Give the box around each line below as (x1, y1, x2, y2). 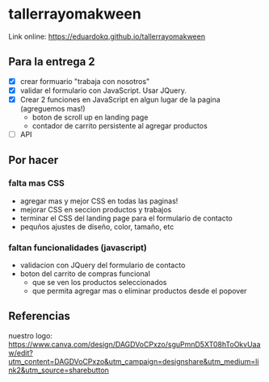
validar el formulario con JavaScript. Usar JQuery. (19, 86, 187, 95)
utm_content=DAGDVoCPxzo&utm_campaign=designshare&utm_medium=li (8, 356, 259, 366)
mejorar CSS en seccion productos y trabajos (19, 204, 172, 214)
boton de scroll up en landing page (32, 112, 149, 122)
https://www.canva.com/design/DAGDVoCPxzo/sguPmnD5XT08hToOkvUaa (8, 339, 261, 349)
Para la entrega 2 (8, 55, 95, 69)
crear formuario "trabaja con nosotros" (19, 76, 150, 86)
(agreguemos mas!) (19, 103, 86, 113)
